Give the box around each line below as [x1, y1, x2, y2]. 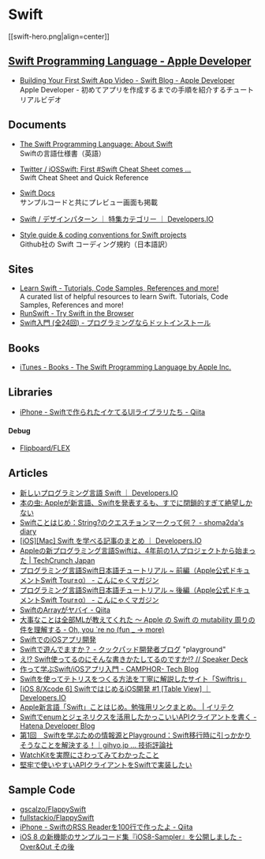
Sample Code [8, 783, 76, 797]
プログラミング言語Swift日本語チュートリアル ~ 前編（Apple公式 [19, 566, 230, 576]
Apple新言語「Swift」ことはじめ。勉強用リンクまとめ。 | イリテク [19, 703, 234, 712]
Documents [8, 118, 67, 132]
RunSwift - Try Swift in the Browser [19, 309, 134, 318]
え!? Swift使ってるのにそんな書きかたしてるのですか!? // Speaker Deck [19, 655, 248, 664]
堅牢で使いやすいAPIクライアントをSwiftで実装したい [19, 760, 192, 770]
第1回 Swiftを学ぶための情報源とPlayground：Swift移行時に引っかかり [19, 730, 252, 740]
